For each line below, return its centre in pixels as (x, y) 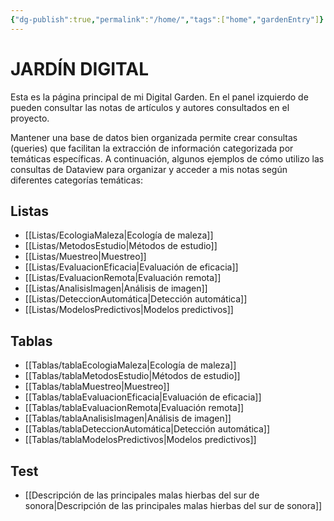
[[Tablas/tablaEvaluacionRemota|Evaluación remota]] (134, 408)
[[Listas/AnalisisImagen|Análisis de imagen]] (116, 288)
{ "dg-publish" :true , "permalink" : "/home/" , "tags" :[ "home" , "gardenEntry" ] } (167, 19)
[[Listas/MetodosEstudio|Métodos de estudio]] (121, 246)
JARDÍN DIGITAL (80, 68)
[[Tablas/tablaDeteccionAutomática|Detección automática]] (147, 429)
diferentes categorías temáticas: (76, 180)
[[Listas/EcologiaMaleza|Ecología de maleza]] (119, 235)
